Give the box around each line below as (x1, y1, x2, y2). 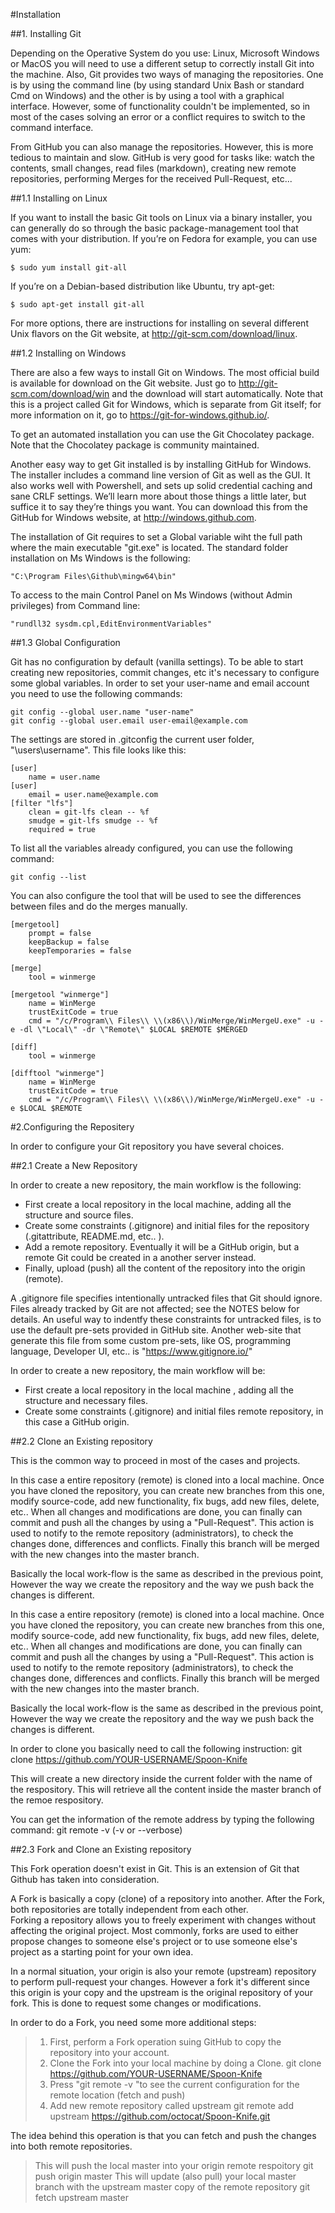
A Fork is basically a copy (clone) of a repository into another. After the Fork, (10, 1893, 326, 1904)
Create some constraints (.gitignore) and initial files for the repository (24, 1220, 310, 1231)
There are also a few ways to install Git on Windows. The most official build (10, 367, 320, 378)
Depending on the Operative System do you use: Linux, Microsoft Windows (10, 47, 320, 59)
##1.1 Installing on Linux (10, 192, 108, 204)
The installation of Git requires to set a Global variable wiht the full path (10, 531, 303, 543)
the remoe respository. (10, 1794, 104, 1806)
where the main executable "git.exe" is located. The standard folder (10, 542, 289, 553)
